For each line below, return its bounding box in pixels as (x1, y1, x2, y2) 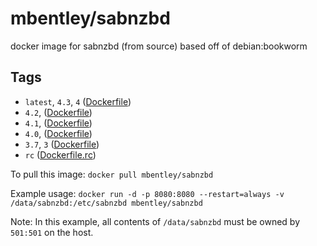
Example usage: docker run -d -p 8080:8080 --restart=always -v (10, 187, 285, 199)
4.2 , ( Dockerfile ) (24, 106, 93, 118)
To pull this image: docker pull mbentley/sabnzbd (10, 168, 214, 180)
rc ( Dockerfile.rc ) (24, 148, 97, 161)
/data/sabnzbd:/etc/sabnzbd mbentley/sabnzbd (10, 198, 203, 208)
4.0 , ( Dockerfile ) (24, 127, 93, 139)
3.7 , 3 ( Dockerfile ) (24, 138, 100, 150)
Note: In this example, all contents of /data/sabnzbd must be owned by (10, 215, 301, 227)
